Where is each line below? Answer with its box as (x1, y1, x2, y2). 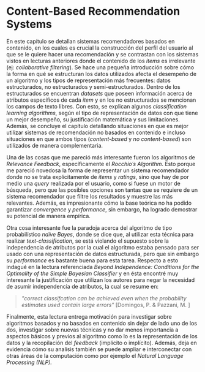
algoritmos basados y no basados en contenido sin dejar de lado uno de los (6, 319, 198, 327)
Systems (6, 17, 52, 31)
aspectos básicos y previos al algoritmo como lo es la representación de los (6, 332, 198, 340)
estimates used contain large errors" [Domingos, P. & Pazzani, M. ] (21, 301, 190, 308)
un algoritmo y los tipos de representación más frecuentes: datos (6, 77, 171, 84)
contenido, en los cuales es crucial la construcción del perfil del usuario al (6, 44, 193, 51)
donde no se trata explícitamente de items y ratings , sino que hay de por (6, 173, 189, 180)
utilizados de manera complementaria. (6, 142, 103, 149)
